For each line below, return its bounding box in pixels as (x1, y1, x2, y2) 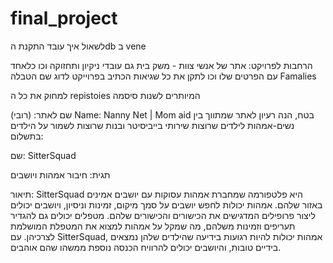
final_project (10, 7, 118, 30)
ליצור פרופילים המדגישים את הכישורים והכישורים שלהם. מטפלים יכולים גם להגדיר (10, 209, 316, 221)
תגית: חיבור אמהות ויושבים (10, 168, 111, 181)
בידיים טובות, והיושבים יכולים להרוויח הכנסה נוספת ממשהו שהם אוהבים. (10, 241, 282, 253)
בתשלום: (10, 130, 44, 142)
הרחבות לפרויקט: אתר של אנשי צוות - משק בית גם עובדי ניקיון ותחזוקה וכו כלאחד (10, 59, 313, 71)
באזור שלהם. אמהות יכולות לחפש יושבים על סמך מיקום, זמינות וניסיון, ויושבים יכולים (10, 198, 323, 211)
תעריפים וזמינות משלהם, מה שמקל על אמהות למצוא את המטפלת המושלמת (10, 220, 296, 232)
